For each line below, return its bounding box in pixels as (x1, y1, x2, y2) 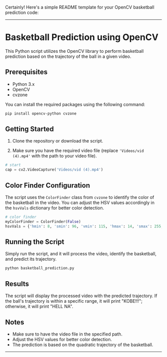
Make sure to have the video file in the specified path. (12, 331, 123, 337)
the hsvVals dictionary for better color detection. (5, 205, 104, 211)
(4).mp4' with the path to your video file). (12, 153, 97, 159)
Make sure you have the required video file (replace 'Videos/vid (12, 148, 144, 154)
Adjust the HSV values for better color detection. (12, 336, 112, 342)
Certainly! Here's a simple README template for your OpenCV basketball (5, 4, 155, 10)
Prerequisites (5, 68, 48, 76)
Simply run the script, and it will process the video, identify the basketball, (5, 251, 157, 257)
